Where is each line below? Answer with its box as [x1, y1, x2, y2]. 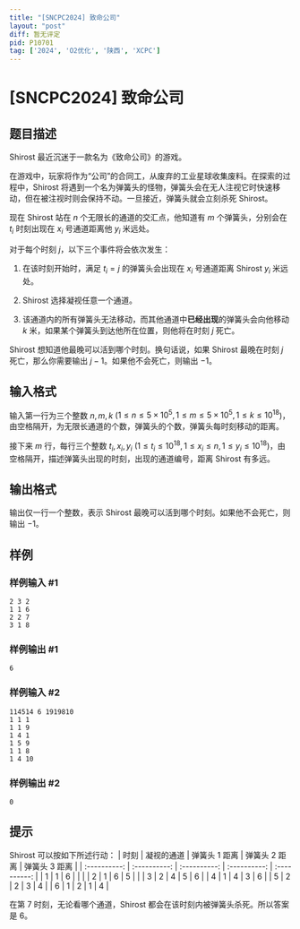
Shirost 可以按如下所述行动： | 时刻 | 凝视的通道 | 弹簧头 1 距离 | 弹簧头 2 [9, 849, 277, 860]
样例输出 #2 [9, 777, 61, 789]
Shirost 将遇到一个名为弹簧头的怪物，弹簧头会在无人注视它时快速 [32, 182, 273, 193]
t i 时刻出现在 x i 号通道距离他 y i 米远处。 [9, 223, 155, 236]
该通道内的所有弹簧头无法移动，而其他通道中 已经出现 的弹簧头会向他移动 [21, 314, 289, 324]
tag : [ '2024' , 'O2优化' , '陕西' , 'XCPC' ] [9, 47, 161, 56]
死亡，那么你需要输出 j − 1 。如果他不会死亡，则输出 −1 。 [9, 355, 218, 366]
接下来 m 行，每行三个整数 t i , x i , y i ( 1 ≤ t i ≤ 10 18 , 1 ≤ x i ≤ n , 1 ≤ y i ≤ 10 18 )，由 [9, 439, 287, 453]
